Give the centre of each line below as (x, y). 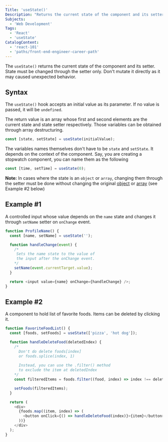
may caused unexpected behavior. (41, 77)
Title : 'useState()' (27, 10)
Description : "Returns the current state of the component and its (77, 15)
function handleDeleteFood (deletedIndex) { (55, 342)
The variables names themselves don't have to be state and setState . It (79, 149)
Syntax (16, 92)
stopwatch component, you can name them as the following (67, 159)
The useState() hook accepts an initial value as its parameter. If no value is (82, 104)
